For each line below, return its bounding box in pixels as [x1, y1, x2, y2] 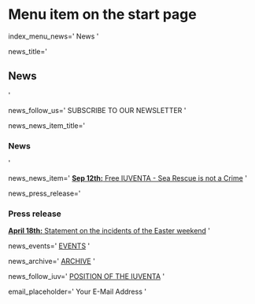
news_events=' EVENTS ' [8, 241, 91, 251]
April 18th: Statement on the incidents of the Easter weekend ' [8, 226, 211, 236]
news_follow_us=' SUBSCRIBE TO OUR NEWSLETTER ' [8, 105, 187, 115]
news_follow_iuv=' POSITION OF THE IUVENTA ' [8, 272, 165, 281]
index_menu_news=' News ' [8, 31, 99, 41]
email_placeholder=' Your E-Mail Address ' [8, 287, 147, 296]
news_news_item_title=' [8, 120, 85, 130]
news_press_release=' [8, 189, 81, 198]
